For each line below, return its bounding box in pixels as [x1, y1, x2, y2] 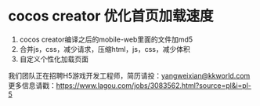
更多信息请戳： [8, 80, 56, 90]
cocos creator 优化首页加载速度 [8, 7, 214, 25]
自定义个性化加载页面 [19, 54, 88, 64]
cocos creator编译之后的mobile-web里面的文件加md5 [19, 35, 193, 44]
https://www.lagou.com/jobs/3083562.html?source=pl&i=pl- [56, 80, 252, 90]
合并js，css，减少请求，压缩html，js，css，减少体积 [19, 44, 190, 53]
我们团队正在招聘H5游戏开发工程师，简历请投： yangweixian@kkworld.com [8, 71, 251, 80]
